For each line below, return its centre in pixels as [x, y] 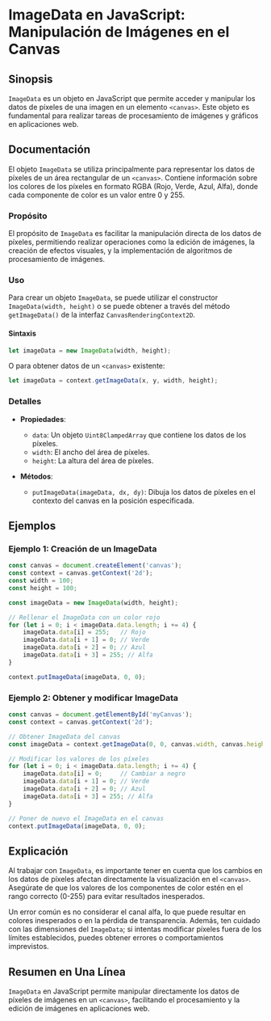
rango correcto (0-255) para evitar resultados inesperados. [107, 897]
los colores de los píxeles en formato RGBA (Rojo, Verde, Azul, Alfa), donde [133, 186]
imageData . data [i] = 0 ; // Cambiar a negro [104, 774]
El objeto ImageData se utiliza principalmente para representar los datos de [132, 169]
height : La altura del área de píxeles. [93, 460]
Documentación [50, 150]
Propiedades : [43, 419]
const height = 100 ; [43, 588]
